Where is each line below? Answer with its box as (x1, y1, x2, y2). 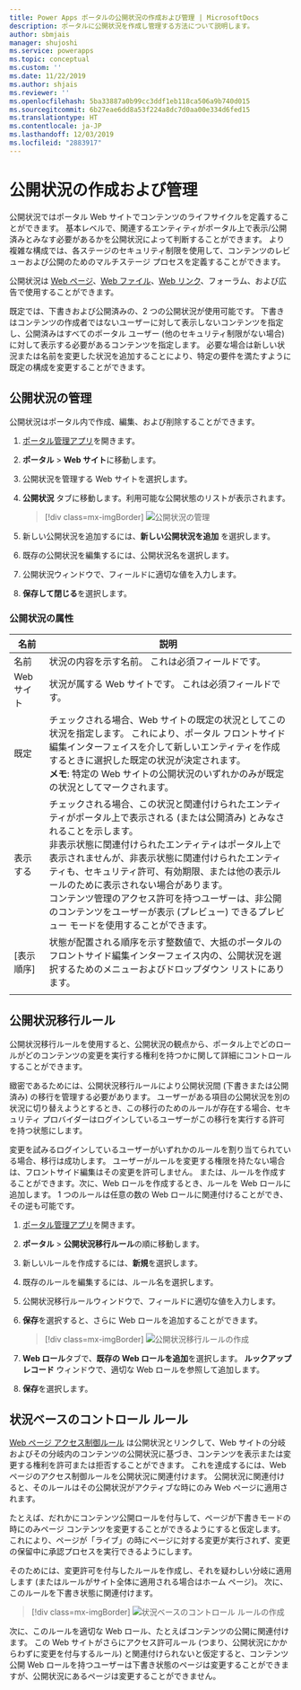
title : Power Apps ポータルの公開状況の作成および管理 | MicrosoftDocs (9, 13, 260, 22)
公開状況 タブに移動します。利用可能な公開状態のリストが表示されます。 (21, 492, 290, 503)
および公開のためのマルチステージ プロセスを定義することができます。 (24, 256, 286, 267)
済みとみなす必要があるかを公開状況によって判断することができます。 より (9, 233, 285, 244)
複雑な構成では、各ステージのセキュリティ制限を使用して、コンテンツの (9, 244, 275, 256)
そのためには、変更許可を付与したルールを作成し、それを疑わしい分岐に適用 (9, 1565, 292, 1576)
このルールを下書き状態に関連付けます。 (9, 1588, 159, 1598)
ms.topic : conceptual (9, 55, 90, 64)
